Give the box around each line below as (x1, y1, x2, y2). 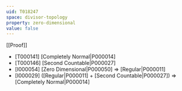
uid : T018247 (6, 8, 39, 15)
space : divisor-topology (6, 14, 68, 20)
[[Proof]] (6, 42, 28, 49)
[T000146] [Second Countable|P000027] (14, 59, 116, 67)
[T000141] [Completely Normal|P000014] (14, 53, 116, 60)
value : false (6, 25, 39, 32)
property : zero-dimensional (6, 20, 76, 26)
